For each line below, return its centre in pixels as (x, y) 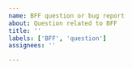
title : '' (25, 30)
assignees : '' (32, 46)
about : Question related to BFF (63, 23)
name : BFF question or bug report (67, 16)
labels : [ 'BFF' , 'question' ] (57, 38)
